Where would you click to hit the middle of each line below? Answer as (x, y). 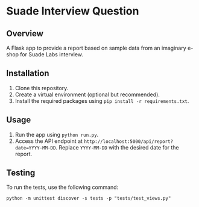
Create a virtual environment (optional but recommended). (87, 94)
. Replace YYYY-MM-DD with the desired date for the (117, 147)
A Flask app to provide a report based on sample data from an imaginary (96, 48)
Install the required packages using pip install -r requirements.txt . (102, 100)
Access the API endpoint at (49, 141)
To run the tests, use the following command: (62, 187)
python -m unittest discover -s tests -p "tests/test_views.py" (89, 199)
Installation (28, 74)
